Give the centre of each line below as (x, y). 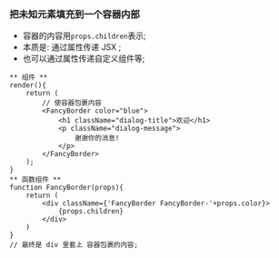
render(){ (28, 85)
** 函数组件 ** (35, 180)
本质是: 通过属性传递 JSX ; (72, 47)
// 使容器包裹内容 (72, 103)
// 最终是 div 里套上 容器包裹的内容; (74, 245)
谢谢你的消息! (97, 138)
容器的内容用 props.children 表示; (85, 36)
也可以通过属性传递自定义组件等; (84, 59)
